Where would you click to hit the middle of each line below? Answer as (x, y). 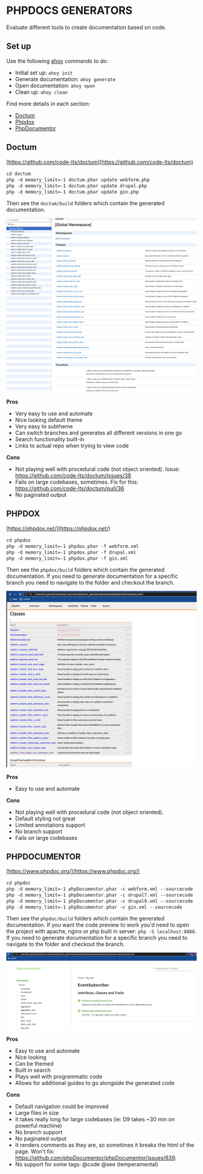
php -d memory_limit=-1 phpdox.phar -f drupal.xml (71, 552)
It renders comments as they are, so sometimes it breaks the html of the (105, 1145)
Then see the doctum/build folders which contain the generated (85, 203)
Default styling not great (45, 818)
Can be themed (34, 1063)
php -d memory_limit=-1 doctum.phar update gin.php (72, 192)
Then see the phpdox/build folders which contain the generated (85, 569)
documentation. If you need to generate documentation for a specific (92, 576)
